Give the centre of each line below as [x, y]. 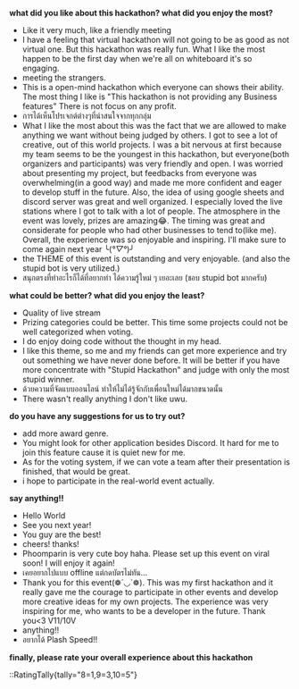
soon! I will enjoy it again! [69, 563]
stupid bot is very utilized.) [71, 268]
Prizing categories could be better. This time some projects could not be [155, 322]
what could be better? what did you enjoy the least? [107, 295]
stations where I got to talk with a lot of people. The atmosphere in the [151, 211]
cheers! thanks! [51, 544]
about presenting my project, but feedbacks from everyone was [139, 173]
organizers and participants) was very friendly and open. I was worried [153, 164]
